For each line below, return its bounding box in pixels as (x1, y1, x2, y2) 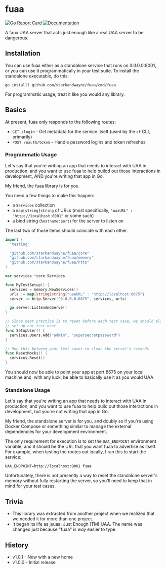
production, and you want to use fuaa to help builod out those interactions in (5, 168, 161, 174)
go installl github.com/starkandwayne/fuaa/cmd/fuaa (5, 82, 116, 87)
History (5, 541, 29, 549)
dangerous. (5, 35, 29, 41)
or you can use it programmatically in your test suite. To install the (5, 68, 139, 73)
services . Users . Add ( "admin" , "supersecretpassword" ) (9, 333, 121, 338)
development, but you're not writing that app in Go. (5, 409, 109, 415)
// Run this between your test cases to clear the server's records (5, 346, 149, 351)
